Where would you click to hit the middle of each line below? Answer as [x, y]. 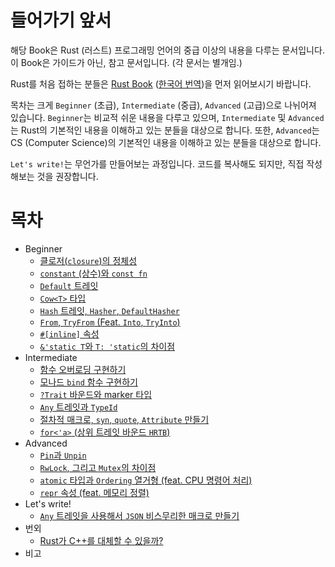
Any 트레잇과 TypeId [78, 407]
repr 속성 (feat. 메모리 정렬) [94, 492]
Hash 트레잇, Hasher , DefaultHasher [109, 310]
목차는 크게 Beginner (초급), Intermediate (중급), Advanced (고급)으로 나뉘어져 [163, 105]
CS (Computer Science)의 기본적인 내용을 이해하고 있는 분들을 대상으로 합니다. [166, 142]
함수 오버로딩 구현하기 [83, 369]
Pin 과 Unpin [63, 455]
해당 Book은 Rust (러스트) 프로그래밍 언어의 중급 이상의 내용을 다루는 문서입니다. [167, 50]
